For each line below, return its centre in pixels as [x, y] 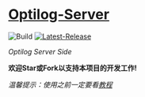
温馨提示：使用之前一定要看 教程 [60, 84]
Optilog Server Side [40, 51]
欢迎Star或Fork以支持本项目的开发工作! [72, 68]
